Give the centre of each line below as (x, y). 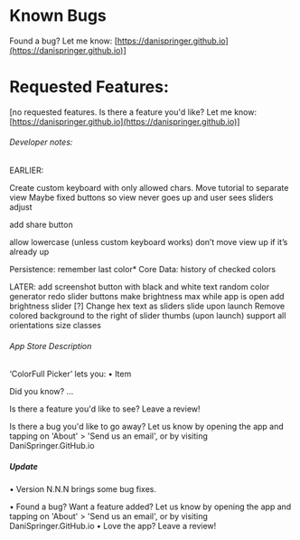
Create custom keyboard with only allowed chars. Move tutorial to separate (149, 188)
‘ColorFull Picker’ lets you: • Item (70, 374)
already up (29, 252)
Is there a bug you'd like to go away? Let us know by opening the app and (147, 427)
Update (23, 466)
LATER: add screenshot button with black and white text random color (139, 287)
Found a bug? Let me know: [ (64, 41)
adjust (21, 207)
